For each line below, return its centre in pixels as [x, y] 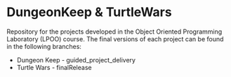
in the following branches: [44, 46]
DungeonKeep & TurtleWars [90, 12]
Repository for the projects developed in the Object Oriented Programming [114, 31]
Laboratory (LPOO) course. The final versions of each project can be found [115, 38]
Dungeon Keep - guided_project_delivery [76, 59]
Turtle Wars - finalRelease [54, 67]
